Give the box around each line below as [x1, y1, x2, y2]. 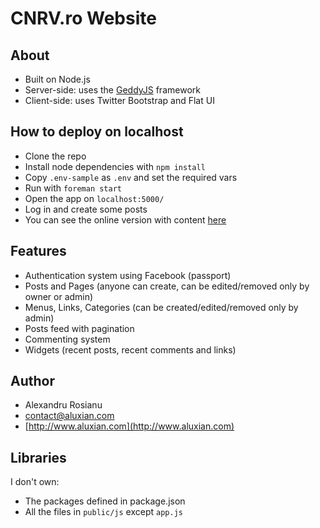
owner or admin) [24, 290, 94, 302]
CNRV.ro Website [10, 7, 157, 30]
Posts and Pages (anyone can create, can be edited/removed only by [24, 280, 310, 292]
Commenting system [24, 333, 111, 345]
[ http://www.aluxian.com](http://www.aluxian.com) [24, 420, 235, 432]
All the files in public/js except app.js [24, 506, 183, 518]
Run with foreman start [24, 182, 123, 194]
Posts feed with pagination [24, 322, 135, 334]
